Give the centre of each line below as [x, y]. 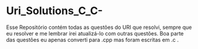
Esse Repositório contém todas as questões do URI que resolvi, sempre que [99, 27]
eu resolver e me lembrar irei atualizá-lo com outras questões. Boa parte [95, 33]
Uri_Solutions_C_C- [54, 11]
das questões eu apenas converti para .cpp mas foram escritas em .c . [92, 40]
